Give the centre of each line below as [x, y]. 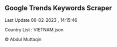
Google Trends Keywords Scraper [58, 8]
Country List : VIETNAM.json [34, 30]
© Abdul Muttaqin [23, 39]
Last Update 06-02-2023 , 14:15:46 [41, 20]
